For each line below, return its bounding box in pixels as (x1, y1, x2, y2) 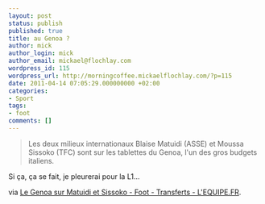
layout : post (8, 11, 52, 20)
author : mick (8, 42, 52, 50)
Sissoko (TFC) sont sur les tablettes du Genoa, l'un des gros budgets (27, 147, 258, 157)
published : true (8, 27, 63, 35)
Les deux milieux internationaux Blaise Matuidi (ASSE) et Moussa (27, 139, 244, 148)
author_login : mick (8, 49, 74, 57)
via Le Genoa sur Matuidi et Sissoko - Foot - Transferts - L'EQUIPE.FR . (8, 187, 242, 197)
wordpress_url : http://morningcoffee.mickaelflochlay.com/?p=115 (8, 72, 232, 80)
